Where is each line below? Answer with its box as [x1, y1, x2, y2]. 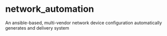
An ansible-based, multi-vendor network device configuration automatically [5, 20, 162, 26]
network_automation [5, 3, 95, 15]
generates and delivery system [5, 25, 69, 31]
